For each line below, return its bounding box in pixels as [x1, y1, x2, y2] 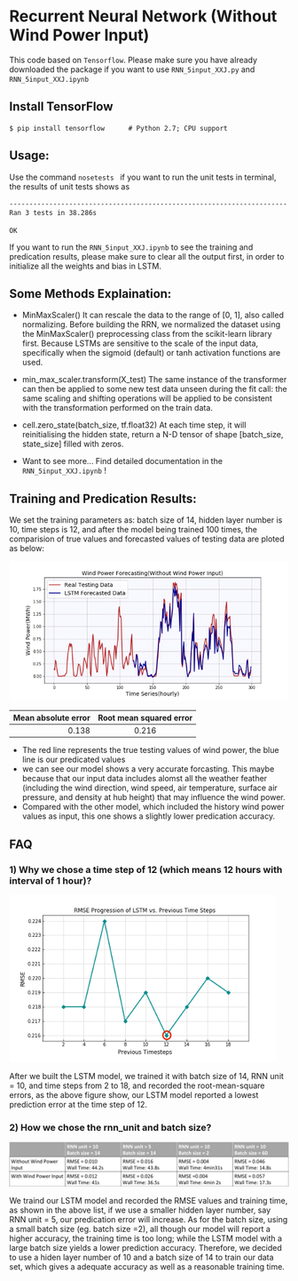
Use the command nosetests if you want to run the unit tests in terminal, [9, 172, 277, 182]
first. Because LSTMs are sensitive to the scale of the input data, [21, 338, 259, 348]
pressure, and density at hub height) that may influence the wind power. [21, 792, 286, 803]
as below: [9, 543, 44, 554]
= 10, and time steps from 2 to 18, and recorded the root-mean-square [9, 1080, 265, 1091]
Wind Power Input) [9, 25, 150, 45]
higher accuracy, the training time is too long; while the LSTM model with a [9, 1233, 282, 1244]
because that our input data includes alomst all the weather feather [21, 773, 268, 784]
